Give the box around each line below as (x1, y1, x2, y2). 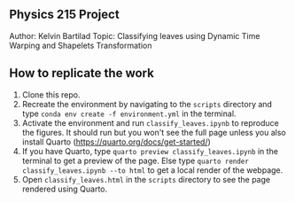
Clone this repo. (21, 89, 81, 100)
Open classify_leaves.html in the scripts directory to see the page (21, 174, 271, 184)
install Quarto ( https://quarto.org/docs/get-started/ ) (21, 137, 211, 147)
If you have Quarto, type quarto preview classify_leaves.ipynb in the (21, 145, 279, 156)
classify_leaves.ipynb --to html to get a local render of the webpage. (21, 164, 283, 176)
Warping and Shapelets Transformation (9, 40, 152, 51)
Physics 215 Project (9, 7, 120, 22)
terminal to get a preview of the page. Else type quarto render (21, 155, 250, 166)
